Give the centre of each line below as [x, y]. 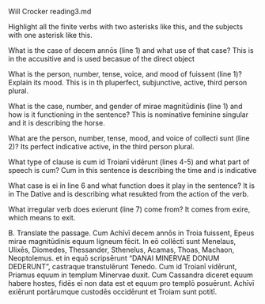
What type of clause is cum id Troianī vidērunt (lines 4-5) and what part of [129, 162]
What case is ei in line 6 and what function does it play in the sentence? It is [132, 186]
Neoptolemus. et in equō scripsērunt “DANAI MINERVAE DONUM [114, 258]
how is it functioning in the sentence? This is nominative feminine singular [129, 114]
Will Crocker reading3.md [50, 11]
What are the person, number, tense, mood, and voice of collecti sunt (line [129, 138]
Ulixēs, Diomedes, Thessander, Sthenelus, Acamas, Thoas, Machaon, [121, 250]
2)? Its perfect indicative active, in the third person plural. [102, 146]
